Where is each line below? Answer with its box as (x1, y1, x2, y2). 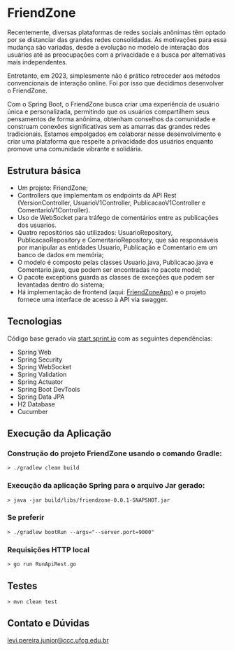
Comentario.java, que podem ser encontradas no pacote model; (17, 265, 202, 274)
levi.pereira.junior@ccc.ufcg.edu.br (7, 636, 110, 644)
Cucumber (17, 407, 48, 416)
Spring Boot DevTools (17, 385, 80, 393)
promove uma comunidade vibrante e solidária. (7, 144, 143, 153)
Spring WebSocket (17, 362, 72, 371)
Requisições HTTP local (7, 544, 89, 554)
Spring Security (17, 355, 63, 364)
